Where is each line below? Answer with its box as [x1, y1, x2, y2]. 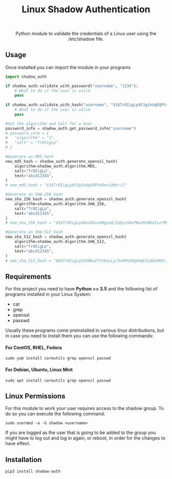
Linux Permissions [5, 392, 66, 400]
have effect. [5, 441, 31, 447]
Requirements [5, 272, 51, 281]
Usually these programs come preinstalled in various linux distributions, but [5, 327, 164, 333]
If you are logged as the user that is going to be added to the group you [5, 429, 156, 436]
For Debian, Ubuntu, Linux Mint [5, 367, 73, 373]
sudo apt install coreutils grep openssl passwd [5, 378, 111, 383]
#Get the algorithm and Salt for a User [5, 121, 93, 126]
